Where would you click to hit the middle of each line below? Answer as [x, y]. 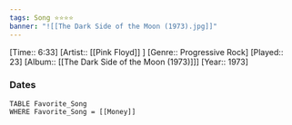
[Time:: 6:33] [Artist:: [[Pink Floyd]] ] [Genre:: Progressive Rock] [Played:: [146, 52]
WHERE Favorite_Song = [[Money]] [73, 111]
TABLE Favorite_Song [49, 104]
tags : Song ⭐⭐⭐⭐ [42, 18]
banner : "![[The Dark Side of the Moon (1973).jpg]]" [114, 26]
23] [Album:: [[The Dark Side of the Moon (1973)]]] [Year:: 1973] [129, 62]
